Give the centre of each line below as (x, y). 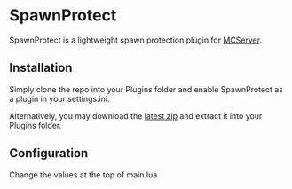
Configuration (49, 153)
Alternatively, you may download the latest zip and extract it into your (136, 115)
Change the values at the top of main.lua (83, 175)
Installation (41, 68)
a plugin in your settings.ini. (59, 98)
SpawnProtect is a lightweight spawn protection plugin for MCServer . (136, 40)
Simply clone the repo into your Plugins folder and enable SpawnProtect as (146, 89)
